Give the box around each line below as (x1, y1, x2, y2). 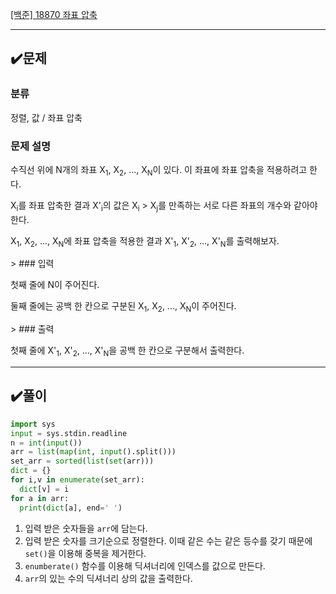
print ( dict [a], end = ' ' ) (19, 503, 123, 513)
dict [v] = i (19, 484, 70, 494)
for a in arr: (10, 493, 70, 503)
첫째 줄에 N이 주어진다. (10, 279, 100, 291)
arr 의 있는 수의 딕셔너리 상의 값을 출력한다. (24, 572, 193, 584)
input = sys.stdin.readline (10, 428, 128, 438)
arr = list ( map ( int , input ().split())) (10, 447, 177, 457)
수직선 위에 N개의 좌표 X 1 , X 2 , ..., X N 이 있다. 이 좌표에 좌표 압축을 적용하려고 (10, 163, 308, 178)
